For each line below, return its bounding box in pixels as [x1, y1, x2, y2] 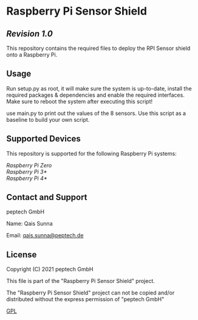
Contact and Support [6, 192, 87, 203]
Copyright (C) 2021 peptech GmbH [6, 266, 94, 273]
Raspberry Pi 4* [6, 175, 47, 182]
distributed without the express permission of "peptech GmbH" [6, 296, 165, 303]
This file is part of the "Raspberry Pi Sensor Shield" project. [6, 277, 155, 285]
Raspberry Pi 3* [6, 168, 47, 175]
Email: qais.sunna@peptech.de [6, 232, 84, 239]
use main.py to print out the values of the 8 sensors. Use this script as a [6, 110, 186, 117]
